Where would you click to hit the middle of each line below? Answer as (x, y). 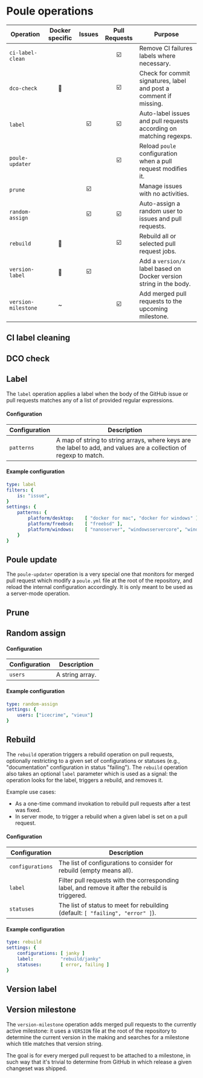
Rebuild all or (158, 236)
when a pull (156, 161)
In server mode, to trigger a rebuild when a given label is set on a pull (101, 816)
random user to (161, 211)
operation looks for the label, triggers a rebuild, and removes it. (85, 780)
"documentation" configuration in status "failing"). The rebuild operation (97, 767)
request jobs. (158, 251)
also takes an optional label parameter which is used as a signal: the (92, 773)
